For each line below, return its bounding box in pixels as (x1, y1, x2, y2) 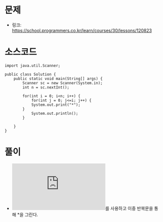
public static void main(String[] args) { (13, 76, 103, 81)
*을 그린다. (17, 212, 38, 218)
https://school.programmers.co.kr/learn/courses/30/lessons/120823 (11, 27, 152, 33)
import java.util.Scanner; (4, 63, 61, 68)
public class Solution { (4, 72, 56, 77)
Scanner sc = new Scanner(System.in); (22, 80, 103, 85)
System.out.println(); (31, 111, 79, 116)
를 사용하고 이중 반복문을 (105, 205, 154, 211)
